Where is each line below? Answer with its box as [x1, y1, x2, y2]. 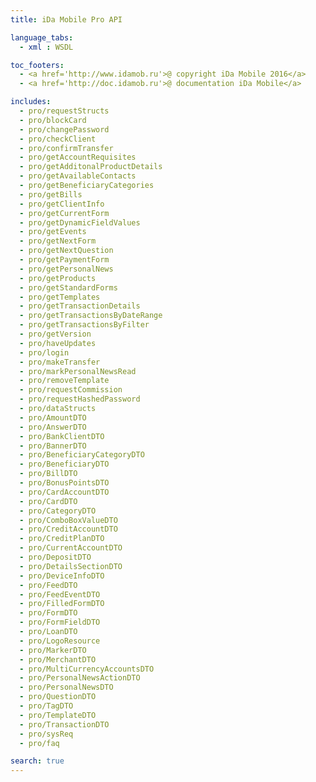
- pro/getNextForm [19, 236, 97, 246]
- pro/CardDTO [19, 496, 78, 506]
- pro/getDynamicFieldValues [19, 217, 141, 228]
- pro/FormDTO [19, 608, 78, 618]
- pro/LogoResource [19, 636, 101, 646]
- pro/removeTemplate [19, 376, 110, 386]
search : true [10, 756, 65, 766]
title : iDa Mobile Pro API [10, 14, 123, 25]
